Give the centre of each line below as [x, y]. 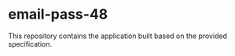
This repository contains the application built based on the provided [118, 36]
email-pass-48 [58, 14]
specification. [30, 44]
